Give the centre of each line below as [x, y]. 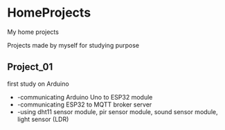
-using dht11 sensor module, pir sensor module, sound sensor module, [117, 111]
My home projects [33, 32]
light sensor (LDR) [43, 119]
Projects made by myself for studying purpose [73, 45]
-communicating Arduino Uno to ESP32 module [85, 97]
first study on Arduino [38, 84]
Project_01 [30, 67]
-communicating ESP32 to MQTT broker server [84, 104]
